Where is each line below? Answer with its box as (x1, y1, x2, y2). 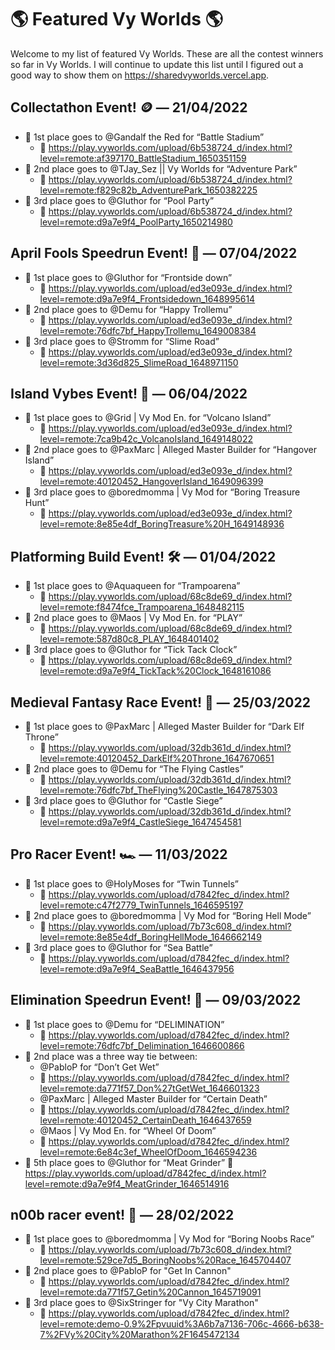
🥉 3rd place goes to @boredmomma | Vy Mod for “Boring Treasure (24, 486, 301, 498)
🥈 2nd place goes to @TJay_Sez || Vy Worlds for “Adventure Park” (24, 162, 298, 175)
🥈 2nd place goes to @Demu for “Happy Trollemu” (24, 303, 233, 315)
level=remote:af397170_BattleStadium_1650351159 (39, 152, 247, 164)
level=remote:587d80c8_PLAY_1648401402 (39, 633, 220, 645)
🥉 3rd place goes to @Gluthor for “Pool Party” (24, 194, 215, 206)
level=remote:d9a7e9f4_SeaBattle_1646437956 (39, 962, 235, 975)
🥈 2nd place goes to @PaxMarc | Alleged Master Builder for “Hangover (24, 444, 317, 456)
